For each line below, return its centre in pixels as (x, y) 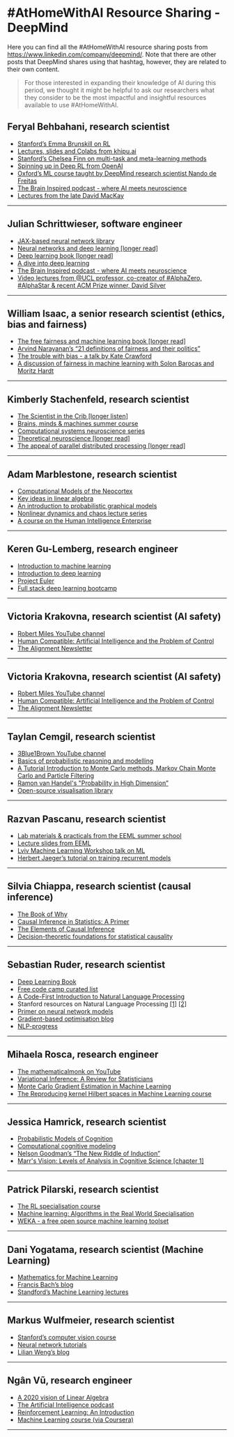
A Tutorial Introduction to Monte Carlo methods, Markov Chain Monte (116, 768)
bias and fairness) (47, 325)
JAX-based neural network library (66, 241)
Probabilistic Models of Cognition (65, 1139)
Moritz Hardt (36, 371)
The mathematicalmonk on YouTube (69, 1071)
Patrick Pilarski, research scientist (83, 1189)
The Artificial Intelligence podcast (65, 1405)
